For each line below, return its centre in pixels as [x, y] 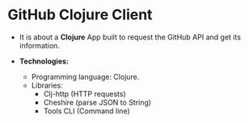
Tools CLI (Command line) [87, 111]
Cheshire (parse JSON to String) [97, 102]
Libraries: [47, 85]
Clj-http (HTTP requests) [84, 93]
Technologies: [44, 61]
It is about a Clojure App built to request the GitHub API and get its [130, 37]
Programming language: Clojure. [85, 76]
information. [39, 45]
